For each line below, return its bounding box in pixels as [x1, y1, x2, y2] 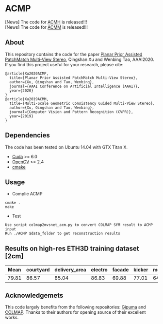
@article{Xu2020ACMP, [5, 71, 49, 76]
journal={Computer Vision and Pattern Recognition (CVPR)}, [9, 109, 133, 114]
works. [5, 315, 19, 320]
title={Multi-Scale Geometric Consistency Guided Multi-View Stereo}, [9, 101, 155, 106]
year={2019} [9, 114, 34, 118]
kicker [133, 267, 148, 273]
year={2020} [9, 88, 34, 93]
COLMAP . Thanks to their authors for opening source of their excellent [5, 309, 146, 315]
